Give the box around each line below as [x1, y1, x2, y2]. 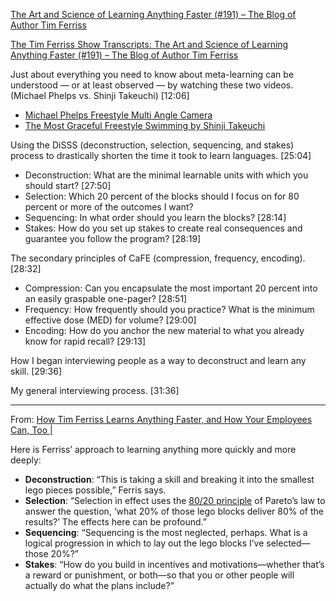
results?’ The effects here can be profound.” [24, 516, 207, 528]
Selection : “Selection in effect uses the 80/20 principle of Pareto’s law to [24, 495, 326, 506]
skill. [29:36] [10, 365, 63, 377]
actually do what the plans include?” [24, 580, 175, 591]
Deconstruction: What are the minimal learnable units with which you [24, 169, 309, 181]
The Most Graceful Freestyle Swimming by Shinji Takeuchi [24, 120, 266, 131]
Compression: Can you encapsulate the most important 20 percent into [24, 282, 318, 294]
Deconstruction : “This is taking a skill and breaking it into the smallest [24, 474, 315, 485]
